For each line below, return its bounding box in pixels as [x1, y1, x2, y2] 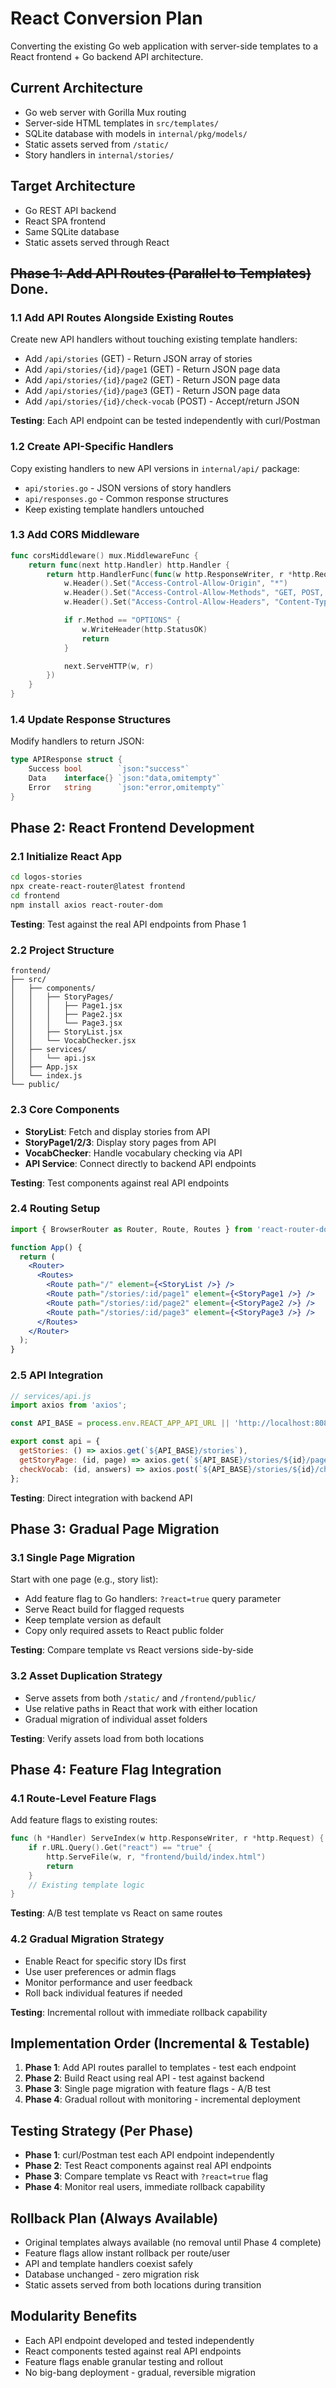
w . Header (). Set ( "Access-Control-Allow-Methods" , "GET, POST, [63, 588, 325, 598]
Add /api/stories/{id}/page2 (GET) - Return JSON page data [24, 374, 281, 386]
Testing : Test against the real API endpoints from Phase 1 [10, 918, 247, 930]
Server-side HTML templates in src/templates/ [24, 117, 220, 129]
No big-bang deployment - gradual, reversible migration [24, 2366, 256, 2378]
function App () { [10, 1242, 83, 1252]
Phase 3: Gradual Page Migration [10, 1520, 220, 1537]
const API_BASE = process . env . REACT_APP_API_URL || [10, 1418, 230, 1429]
